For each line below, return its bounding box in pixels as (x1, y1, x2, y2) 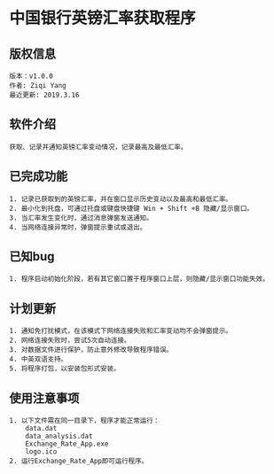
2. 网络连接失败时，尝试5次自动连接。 (9, 336, 131, 346)
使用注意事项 (9, 391, 80, 406)
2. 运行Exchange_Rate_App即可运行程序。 (9, 457, 149, 466)
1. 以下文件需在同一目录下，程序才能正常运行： (9, 416, 160, 425)
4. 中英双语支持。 (9, 355, 68, 364)
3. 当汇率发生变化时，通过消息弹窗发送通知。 (9, 214, 153, 222)
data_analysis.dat (25, 431, 93, 441)
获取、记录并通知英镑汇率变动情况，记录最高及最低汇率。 (9, 143, 188, 152)
